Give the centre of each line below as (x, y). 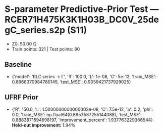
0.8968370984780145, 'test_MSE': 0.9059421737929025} (71, 82)
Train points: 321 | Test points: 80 (46, 49)
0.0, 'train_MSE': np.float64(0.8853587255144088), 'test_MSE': (77, 114)
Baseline (18, 65)
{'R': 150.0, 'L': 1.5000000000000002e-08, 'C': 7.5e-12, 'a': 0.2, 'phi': (82, 109)
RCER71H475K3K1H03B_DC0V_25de (82, 20)
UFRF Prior (22, 97)
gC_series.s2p (35, 30)
